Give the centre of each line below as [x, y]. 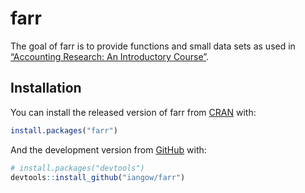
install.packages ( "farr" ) [64, 130]
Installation [46, 88]
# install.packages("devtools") [77, 168]
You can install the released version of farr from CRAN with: [133, 112]
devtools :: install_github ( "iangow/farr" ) [98, 177]
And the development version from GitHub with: [108, 149]
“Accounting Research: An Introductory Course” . [110, 56]
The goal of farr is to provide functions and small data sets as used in [153, 46]
